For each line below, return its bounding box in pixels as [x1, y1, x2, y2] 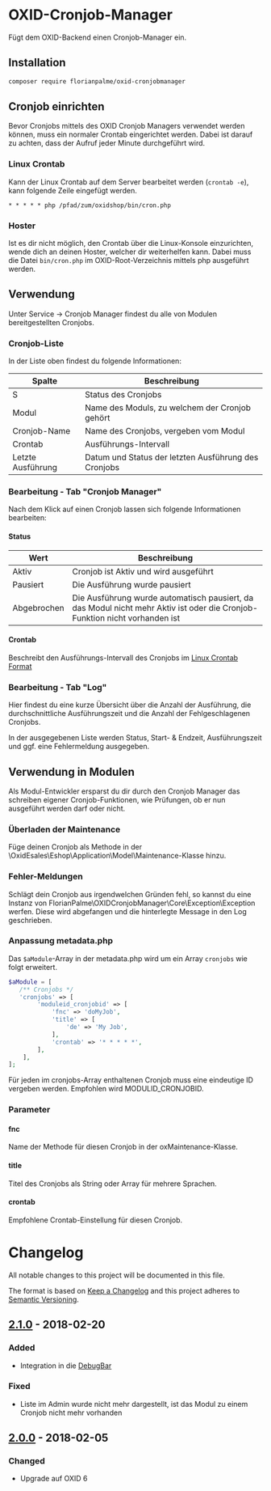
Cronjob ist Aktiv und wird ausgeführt [72, 565, 214, 577]
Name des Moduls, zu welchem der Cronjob [84, 402, 252, 413]
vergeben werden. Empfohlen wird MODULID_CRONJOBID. [8, 1084, 204, 1094]
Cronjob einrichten [8, 100, 105, 114]
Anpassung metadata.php [8, 935, 114, 947]
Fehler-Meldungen [8, 871, 83, 883]
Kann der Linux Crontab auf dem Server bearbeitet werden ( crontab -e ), [8, 176, 249, 187]
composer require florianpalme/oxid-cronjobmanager [8, 77, 186, 86]
